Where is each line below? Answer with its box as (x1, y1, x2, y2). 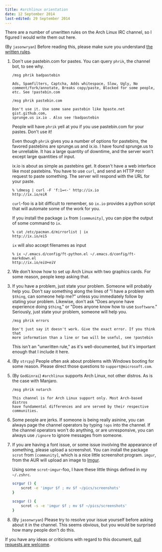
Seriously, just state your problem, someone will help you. (12, 309, 127, 315)
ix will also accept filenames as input (12, 243, 87, 248)
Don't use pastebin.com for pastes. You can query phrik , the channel (12, 59, 150, 64)
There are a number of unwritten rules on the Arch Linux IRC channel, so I (5, 30, 152, 35)
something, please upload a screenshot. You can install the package (12, 447, 148, 453)
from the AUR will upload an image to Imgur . (12, 457, 100, 463)
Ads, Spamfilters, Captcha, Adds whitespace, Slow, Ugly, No (12, 81, 138, 86)
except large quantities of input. (12, 153, 76, 160)
